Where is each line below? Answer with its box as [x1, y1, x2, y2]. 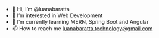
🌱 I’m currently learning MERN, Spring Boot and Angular [11, 18, 149, 25]
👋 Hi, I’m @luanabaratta [11, 6, 70, 12]
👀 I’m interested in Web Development [11, 12, 103, 19]
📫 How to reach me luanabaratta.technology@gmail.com [11, 25, 153, 32]
